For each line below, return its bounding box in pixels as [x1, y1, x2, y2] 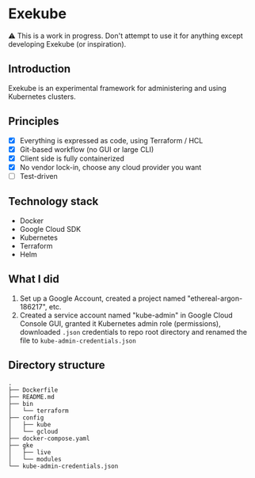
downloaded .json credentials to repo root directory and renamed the [19, 327, 248, 336]
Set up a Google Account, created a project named [19, 294, 186, 303]
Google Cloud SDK [19, 224, 82, 233]
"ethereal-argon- [187, 294, 243, 303]
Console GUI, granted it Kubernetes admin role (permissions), [19, 318, 221, 328]
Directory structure [8, 358, 105, 372]
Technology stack [8, 195, 99, 208]
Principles [8, 115, 59, 128]
